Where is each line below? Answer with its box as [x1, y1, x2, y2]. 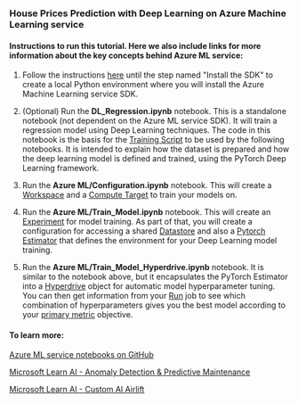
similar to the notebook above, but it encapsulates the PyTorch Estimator [21, 271, 288, 283]
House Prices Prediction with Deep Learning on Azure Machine [9, 7, 286, 20]
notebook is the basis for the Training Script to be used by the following [21, 135, 285, 145]
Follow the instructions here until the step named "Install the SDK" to [21, 70, 274, 80]
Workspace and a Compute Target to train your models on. [21, 190, 238, 201]
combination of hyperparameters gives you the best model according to [21, 300, 286, 310]
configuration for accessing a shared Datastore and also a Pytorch [21, 226, 266, 236]
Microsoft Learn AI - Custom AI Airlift [9, 384, 145, 395]
